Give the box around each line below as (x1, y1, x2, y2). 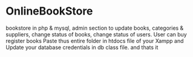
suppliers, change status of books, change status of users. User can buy (5, 30, 187, 38)
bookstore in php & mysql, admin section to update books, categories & (5, 24, 184, 32)
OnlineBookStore (5, 4, 93, 18)
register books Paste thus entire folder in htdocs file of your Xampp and (5, 37, 184, 44)
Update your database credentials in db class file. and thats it (5, 44, 159, 51)
